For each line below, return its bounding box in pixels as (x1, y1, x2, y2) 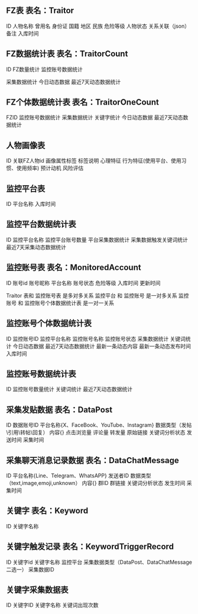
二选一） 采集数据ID (6, 565, 54, 573)
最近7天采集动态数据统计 (6, 243, 66, 250)
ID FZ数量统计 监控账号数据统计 (6, 66, 83, 73)
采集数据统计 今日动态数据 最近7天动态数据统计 (6, 78, 121, 85)
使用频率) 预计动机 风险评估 (16, 164, 84, 172)
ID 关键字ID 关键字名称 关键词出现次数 (6, 602, 99, 609)
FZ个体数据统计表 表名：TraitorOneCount (6, 97, 160, 108)
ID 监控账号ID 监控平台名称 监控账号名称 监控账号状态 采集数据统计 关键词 (6, 335, 186, 342)
